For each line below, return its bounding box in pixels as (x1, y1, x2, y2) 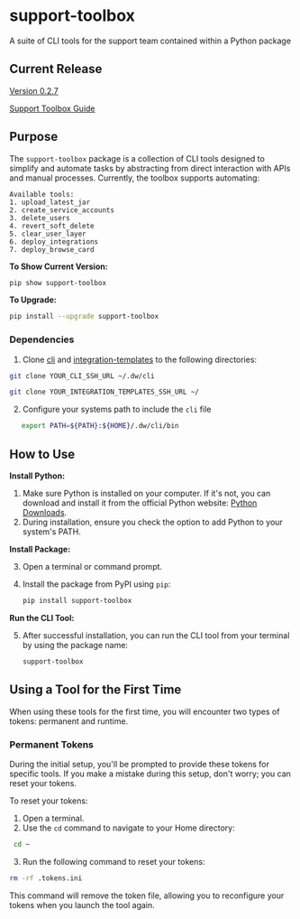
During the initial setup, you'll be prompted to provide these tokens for (9, 758, 270, 769)
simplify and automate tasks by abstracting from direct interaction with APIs (9, 162, 291, 173)
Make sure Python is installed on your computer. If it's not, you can (22, 488, 271, 499)
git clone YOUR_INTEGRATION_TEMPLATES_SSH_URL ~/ (9, 387, 200, 397)
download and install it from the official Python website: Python (22, 497, 258, 508)
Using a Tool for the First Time (9, 682, 182, 698)
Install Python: (9, 470, 66, 481)
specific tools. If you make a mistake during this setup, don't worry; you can (9, 768, 291, 779)
